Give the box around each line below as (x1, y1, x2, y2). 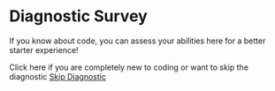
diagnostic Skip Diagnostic (9, 71, 106, 81)
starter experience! (9, 44, 79, 55)
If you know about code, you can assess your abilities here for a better (9, 35, 266, 46)
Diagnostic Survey (9, 6, 148, 27)
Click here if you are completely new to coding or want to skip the (9, 62, 249, 72)
